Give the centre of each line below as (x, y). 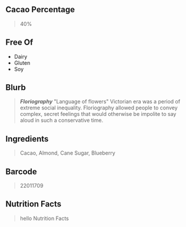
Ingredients (27, 138)
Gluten (22, 63)
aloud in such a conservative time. (62, 121)
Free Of (19, 43)
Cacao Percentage (40, 10)
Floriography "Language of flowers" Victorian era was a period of (100, 102)
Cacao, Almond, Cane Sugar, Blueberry (67, 153)
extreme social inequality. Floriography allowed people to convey (99, 108)
